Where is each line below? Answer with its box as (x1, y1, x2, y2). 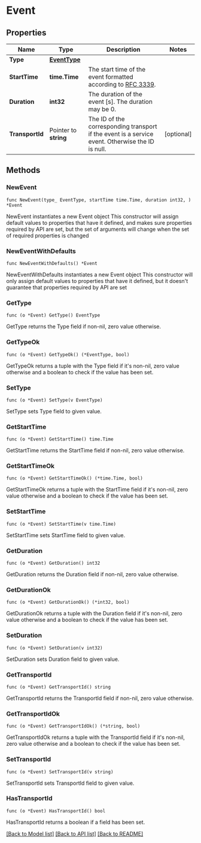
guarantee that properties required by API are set (6, 284, 127, 291)
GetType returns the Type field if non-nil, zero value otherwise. (6, 323, 162, 330)
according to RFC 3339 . (88, 81, 156, 88)
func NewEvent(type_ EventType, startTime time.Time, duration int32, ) (6, 196, 191, 203)
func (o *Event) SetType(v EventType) (6, 397, 103, 403)
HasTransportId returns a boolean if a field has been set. (6, 818, 145, 826)
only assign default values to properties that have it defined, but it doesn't (6, 277, 188, 284)
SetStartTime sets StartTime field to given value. (6, 531, 126, 538)
